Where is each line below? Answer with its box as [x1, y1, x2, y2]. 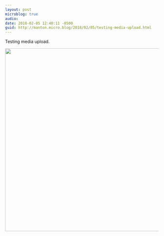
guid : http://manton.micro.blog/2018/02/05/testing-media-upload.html [5, 25, 152, 30]
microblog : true [5, 12, 38, 17]
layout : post [5, 7, 32, 12]
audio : [5, 16, 19, 21]
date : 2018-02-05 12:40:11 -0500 [5, 20, 73, 26]
